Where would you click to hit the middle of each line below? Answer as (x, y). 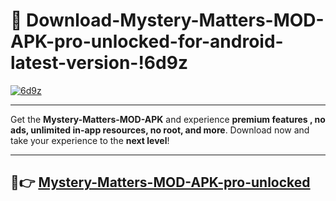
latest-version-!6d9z (99, 63)
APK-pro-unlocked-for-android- (147, 41)
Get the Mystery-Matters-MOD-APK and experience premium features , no (168, 119)
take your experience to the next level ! (90, 140)
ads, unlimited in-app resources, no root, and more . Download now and (160, 130)
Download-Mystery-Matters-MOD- (175, 20)
